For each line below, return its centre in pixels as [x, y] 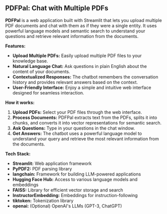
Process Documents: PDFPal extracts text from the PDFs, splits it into [85, 117]
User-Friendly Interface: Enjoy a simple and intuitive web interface [82, 87]
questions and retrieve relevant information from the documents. [72, 36]
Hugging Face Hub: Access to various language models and [75, 179]
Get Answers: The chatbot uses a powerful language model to [77, 133]
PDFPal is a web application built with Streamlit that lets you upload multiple [83, 20]
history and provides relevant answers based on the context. [75, 82]
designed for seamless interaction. [48, 92]
